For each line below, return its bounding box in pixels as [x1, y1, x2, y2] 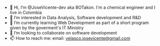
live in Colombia [9, 10, 42, 15]
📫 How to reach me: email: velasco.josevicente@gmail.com [9, 35, 131, 41]
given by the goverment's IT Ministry [9, 25, 84, 31]
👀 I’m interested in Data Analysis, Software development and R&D [9, 15, 141, 20]
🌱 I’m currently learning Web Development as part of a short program [9, 20, 149, 25]
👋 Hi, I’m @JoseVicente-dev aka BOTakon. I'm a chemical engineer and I [9, 5, 156, 10]
